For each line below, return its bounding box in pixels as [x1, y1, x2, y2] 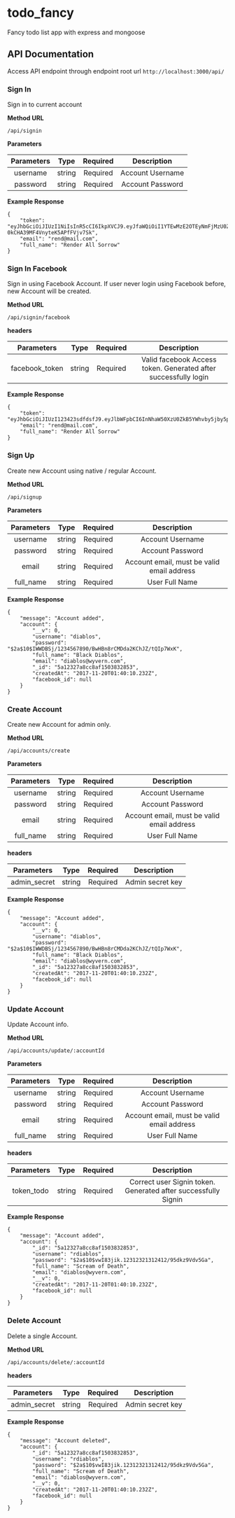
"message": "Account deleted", [20, 1437, 111, 1444]
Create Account [7, 704, 62, 714]
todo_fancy [7, 5, 75, 21]
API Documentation [7, 48, 94, 60]
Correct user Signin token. [129, 1177, 215, 1187]
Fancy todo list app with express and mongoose [7, 28, 145, 36]
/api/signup [7, 493, 42, 501]
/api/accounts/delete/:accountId [7, 1359, 105, 1366]
